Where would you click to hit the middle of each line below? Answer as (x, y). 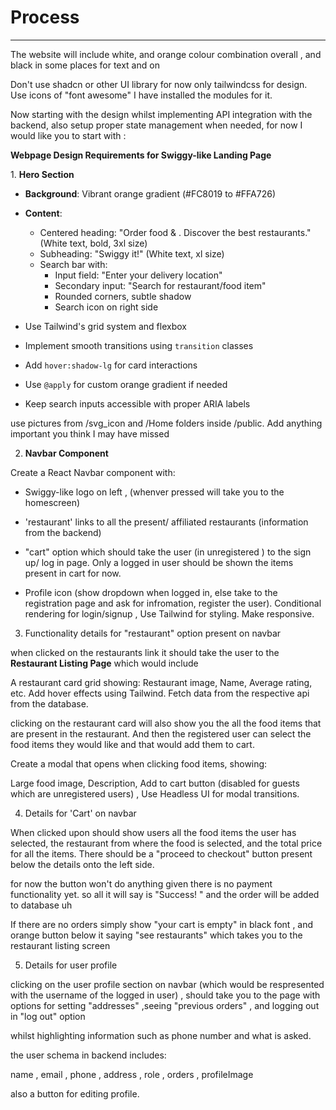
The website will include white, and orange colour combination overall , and (166, 54)
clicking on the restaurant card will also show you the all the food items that (166, 723)
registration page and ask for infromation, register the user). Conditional (173, 603)
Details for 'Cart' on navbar (80, 813)
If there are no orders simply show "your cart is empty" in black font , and (162, 924)
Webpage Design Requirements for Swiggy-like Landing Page (141, 155)
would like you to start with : (68, 135)
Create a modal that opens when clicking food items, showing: (139, 763)
